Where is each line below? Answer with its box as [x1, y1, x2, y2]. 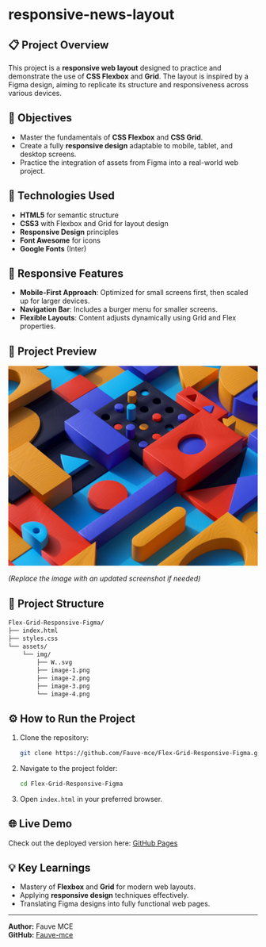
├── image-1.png [36, 666, 90, 675]
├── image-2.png [36, 674, 90, 683]
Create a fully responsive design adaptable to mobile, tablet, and [19, 140, 234, 150]
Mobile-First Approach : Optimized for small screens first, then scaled [19, 288, 249, 297]
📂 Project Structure [8, 596, 104, 610]
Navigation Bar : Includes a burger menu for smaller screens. [19, 305, 218, 314]
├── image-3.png [36, 682, 90, 691]
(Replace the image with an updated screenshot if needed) [8, 573, 201, 584]
